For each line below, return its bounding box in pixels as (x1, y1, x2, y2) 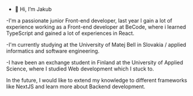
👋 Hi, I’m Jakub (14, 6, 52, 12)
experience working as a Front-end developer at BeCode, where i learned (6, 24, 186, 30)
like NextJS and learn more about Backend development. (6, 83, 145, 90)
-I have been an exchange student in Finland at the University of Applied (6, 59, 183, 66)
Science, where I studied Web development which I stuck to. (6, 65, 154, 72)
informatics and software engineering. (6, 47, 100, 55)
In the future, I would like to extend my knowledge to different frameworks (6, 77, 188, 84)
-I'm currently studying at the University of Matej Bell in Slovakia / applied (6, 41, 186, 48)
